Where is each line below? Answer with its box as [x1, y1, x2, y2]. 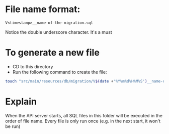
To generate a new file [5, 47, 100, 59]
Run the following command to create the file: [12, 69, 107, 75]
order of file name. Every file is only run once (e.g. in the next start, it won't [5, 118, 161, 124]
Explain [5, 96, 37, 107]
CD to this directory [12, 63, 53, 69]
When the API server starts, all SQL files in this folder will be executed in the [5, 112, 162, 118]
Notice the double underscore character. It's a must [5, 29, 112, 35]
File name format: [5, 4, 80, 15]
